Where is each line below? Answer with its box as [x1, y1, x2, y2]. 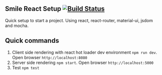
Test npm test [12, 64, 40, 70]
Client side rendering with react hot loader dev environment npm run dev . [12, 49, 157, 55]
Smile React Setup [5, 5, 61, 13]
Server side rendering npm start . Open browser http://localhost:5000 [12, 60, 154, 65]
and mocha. [5, 23, 29, 28]
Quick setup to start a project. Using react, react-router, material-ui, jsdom [5, 17, 153, 23]
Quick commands [5, 37, 59, 45]
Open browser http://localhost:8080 [12, 54, 88, 60]
